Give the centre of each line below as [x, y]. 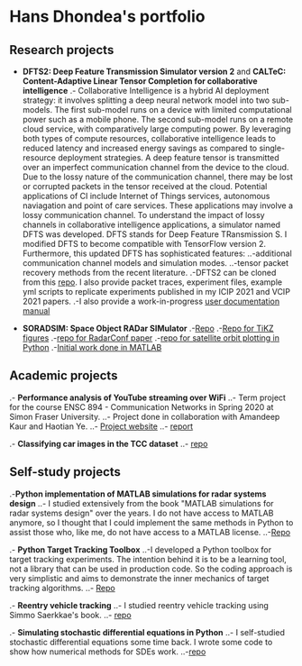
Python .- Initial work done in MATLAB [92, 347]
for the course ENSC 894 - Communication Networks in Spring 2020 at [142, 406]
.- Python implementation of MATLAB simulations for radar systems [138, 494]
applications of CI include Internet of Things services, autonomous [146, 196]
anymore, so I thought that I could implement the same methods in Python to [151, 522]
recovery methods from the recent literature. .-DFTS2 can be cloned [149, 273]
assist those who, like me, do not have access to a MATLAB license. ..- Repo [150, 532]
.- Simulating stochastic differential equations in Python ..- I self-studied [147, 632]
